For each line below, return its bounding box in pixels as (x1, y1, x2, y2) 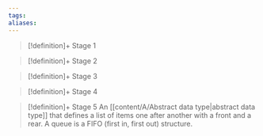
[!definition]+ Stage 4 (27, 86, 98, 96)
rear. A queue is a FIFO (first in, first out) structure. (27, 119, 192, 128)
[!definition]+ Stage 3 (27, 71, 97, 81)
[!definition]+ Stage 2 (27, 56, 97, 66)
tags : (8, 11, 26, 20)
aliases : (8, 19, 37, 27)
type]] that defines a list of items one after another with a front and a (27, 110, 252, 119)
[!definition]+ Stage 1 (27, 40, 97, 50)
